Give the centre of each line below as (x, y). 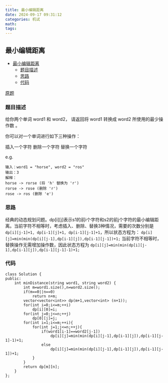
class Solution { (23, 274)
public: (13, 278)
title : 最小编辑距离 (24, 10)
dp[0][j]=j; (45, 318)
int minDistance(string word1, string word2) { (65, 283)
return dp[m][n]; (41, 367)
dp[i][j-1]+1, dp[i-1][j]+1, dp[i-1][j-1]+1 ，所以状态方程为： (73, 232)
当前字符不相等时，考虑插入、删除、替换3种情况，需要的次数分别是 (84, 226)
